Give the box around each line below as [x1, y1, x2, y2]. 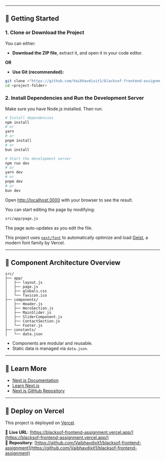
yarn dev [5, 170, 23, 175]
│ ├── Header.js [5, 302, 43, 307]
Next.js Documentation [12, 377, 59, 383]
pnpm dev [5, 179, 23, 184]
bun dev [5, 188, 21, 193]
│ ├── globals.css [5, 288, 48, 294]
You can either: [5, 40, 36, 46]
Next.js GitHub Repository [12, 388, 65, 394]
